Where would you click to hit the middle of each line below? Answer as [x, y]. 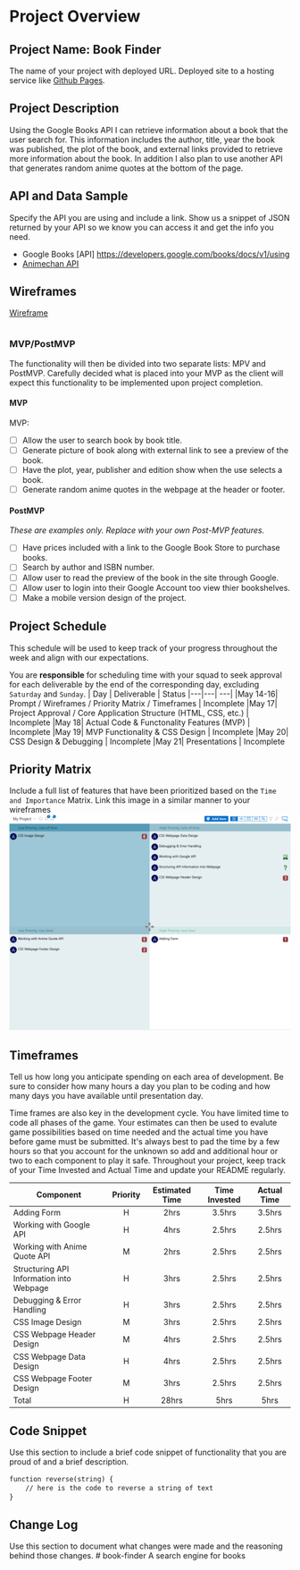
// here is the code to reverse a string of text [120, 1489]
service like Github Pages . [57, 80]
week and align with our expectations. [79, 657]
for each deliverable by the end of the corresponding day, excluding [134, 684]
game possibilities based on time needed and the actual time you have [139, 1132]
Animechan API [50, 263]
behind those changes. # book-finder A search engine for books [127, 1556]
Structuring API [41, 1269]
